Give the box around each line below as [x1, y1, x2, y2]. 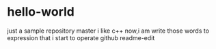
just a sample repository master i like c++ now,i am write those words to [7, 27, 210, 35]
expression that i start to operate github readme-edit [7, 33, 155, 42]
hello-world [7, 4, 75, 20]
